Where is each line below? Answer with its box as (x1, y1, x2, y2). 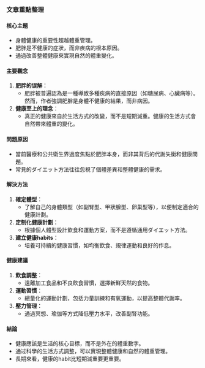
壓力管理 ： (15, 302, 43, 309)
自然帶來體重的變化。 (24, 120, 78, 128)
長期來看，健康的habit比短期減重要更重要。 (15, 355, 125, 362)
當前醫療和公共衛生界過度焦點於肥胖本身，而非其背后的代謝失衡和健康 (15, 150, 193, 158)
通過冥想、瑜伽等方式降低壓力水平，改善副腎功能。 (24, 310, 154, 317)
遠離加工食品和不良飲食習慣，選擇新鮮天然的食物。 (24, 279, 154, 286)
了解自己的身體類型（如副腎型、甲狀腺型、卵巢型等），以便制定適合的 (24, 203, 199, 210)
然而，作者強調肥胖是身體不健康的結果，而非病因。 (24, 97, 154, 105)
